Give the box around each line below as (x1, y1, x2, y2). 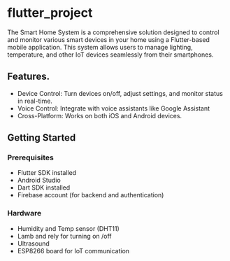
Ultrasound (17, 239, 50, 248)
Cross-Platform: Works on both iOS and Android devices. (17, 111, 182, 120)
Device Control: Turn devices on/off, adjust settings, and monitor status (17, 89, 224, 97)
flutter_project (7, 5, 93, 21)
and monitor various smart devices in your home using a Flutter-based (7, 35, 210, 43)
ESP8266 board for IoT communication (17, 246, 130, 255)
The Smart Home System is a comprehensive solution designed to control (7, 28, 220, 36)
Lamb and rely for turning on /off (17, 232, 112, 240)
